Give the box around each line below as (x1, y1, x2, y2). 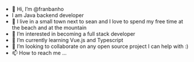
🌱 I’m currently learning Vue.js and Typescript (11, 37, 124, 43)
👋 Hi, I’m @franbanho (11, 6, 64, 12)
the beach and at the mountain (11, 24, 87, 31)
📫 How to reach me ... (11, 50, 67, 56)
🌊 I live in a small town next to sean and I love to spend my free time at (11, 18, 183, 25)
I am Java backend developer (11, 12, 84, 19)
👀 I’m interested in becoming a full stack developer (11, 30, 135, 37)
